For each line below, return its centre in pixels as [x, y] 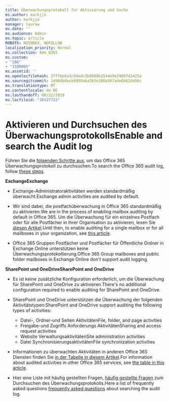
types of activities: [32, 311]
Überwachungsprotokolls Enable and [84, 136]
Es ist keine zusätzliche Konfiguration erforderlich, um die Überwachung [88, 279]
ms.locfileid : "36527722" [32, 100]
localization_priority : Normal [38, 48]
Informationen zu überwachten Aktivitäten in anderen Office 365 [80, 352]
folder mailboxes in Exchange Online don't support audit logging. [80, 259]
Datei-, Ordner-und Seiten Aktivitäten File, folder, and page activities [91, 320]
